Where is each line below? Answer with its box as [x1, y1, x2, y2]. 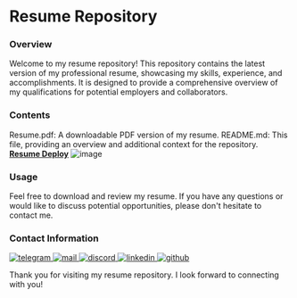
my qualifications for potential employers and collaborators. [9, 87, 228, 97]
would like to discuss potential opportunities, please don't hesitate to [9, 201, 262, 211]
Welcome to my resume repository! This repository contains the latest [9, 58, 266, 69]
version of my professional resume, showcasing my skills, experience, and [9, 68, 283, 79]
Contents [9, 109, 51, 121]
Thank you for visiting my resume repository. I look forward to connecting [9, 269, 279, 280]
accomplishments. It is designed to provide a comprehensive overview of [9, 78, 278, 88]
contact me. [9, 210, 54, 220]
